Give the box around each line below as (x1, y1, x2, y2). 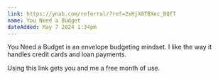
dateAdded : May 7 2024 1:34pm (7, 23, 97, 30)
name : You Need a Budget (7, 17, 81, 24)
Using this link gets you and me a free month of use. (7, 64, 160, 73)
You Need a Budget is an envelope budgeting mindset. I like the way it (7, 43, 212, 51)
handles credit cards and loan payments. (7, 50, 126, 59)
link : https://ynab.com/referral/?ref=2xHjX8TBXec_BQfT (7, 10, 176, 18)
